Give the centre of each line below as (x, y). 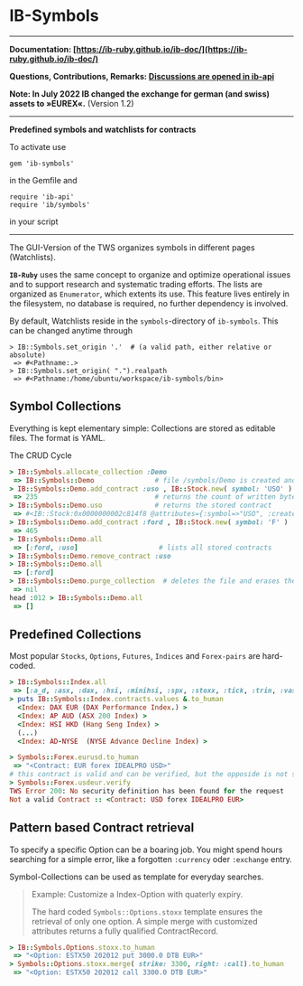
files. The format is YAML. (57, 437)
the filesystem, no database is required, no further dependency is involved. (149, 303)
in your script (34, 221)
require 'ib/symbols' (50, 204)
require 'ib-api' (42, 197)
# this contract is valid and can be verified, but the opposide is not (149, 775)
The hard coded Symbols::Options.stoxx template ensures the (147, 911)
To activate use (38, 146)
